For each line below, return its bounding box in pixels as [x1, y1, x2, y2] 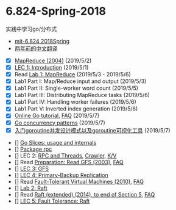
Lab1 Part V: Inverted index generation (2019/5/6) [14, 105, 138, 112]
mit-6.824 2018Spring [14, 37, 70, 45]
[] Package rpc [14, 145, 52, 153]
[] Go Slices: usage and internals [14, 139, 97, 146]
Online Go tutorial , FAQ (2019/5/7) [14, 112, 100, 120]
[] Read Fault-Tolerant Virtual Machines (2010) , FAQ [14, 178, 144, 185]
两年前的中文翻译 [14, 45, 58, 52]
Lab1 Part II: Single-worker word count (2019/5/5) [14, 84, 138, 92]
